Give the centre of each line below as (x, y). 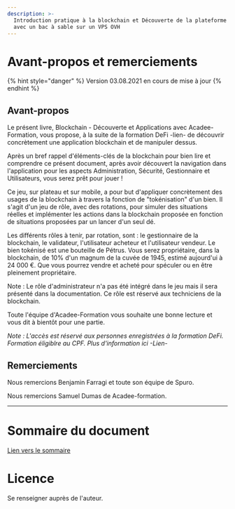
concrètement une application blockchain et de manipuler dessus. (102, 143)
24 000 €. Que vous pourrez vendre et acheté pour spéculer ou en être (110, 265)
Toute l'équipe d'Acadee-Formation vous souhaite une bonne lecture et (110, 315)
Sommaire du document (78, 431)
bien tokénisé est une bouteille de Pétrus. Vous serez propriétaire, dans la (113, 251)
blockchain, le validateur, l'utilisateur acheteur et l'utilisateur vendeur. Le (111, 243)
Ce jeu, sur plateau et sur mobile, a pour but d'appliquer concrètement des (115, 192)
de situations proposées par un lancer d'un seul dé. (81, 222)
